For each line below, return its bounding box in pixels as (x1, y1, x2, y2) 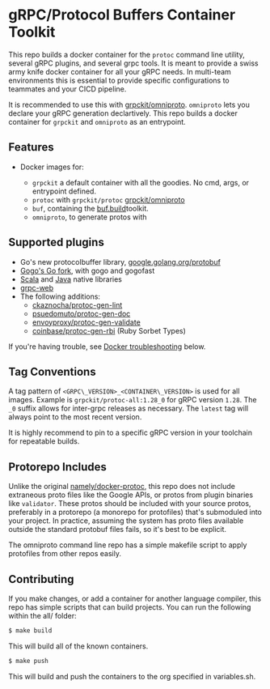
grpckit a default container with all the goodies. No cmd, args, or (32, 177, 249, 187)
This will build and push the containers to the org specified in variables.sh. (8, 671, 256, 681)
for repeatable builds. (8, 436, 80, 446)
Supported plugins (8, 236, 105, 249)
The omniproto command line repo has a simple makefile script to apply (8, 540, 247, 550)
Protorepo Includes (8, 460, 108, 474)
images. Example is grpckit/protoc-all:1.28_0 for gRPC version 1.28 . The (8, 395, 257, 405)
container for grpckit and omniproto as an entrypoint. (8, 117, 186, 126)
